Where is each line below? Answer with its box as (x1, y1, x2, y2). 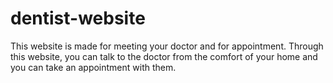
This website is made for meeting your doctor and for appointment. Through (10, 40, 324, 52)
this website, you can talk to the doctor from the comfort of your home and (10, 50, 318, 62)
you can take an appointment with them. (10, 61, 177, 73)
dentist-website (10, 7, 146, 30)
